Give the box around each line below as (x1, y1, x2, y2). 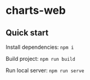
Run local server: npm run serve (5, 67, 85, 74)
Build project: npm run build (5, 55, 76, 62)
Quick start (5, 28, 49, 38)
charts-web (5, 4, 66, 17)
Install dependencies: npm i (5, 43, 74, 51)
